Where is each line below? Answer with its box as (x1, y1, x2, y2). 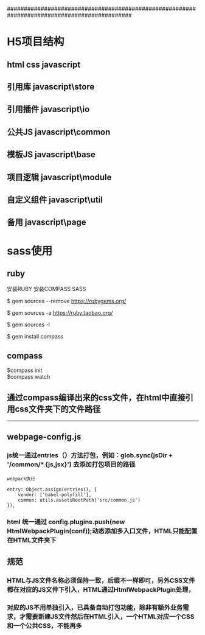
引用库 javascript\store (7, 82, 95, 92)
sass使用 (7, 244, 53, 258)
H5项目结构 (7, 35, 64, 49)
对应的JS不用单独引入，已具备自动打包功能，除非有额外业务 (7, 603, 183, 611)
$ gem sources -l (7, 321, 50, 328)
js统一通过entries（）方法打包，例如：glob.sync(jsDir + (7, 451, 173, 460)
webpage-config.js (7, 432, 82, 442)
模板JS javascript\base (7, 149, 96, 160)
